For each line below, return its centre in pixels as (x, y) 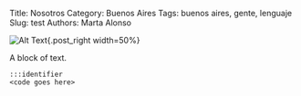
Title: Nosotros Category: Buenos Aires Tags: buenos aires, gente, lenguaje (151, 13)
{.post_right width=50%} (93, 40)
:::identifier (36, 74)
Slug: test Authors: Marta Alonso (71, 23)
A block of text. (38, 58)
